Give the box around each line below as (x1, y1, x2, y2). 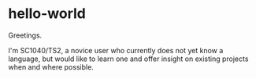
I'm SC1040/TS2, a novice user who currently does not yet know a (8, 45, 224, 55)
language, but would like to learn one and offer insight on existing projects (8, 54, 249, 63)
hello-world (8, 5, 87, 23)
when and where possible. (8, 62, 95, 71)
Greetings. (8, 31, 43, 40)
